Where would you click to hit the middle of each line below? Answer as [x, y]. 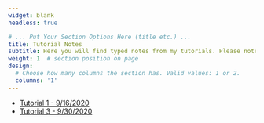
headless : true [33, 23]
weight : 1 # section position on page [73, 59]
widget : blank [31, 15]
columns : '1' [37, 80]
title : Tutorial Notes [45, 44]
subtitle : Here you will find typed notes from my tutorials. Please [125, 52]
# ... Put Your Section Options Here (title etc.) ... [100, 37]
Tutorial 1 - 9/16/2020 [54, 103]
